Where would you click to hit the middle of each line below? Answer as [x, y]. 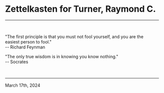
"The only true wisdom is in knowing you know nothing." [62, 56]
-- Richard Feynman [25, 47]
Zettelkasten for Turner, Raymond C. [81, 9]
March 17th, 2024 [23, 85]
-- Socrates [17, 62]
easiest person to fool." [29, 42]
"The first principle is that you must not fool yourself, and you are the [74, 36]
